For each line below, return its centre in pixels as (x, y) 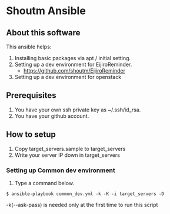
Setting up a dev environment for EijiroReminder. (73, 64)
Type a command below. (44, 183)
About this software (43, 33)
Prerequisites (31, 96)
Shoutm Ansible (46, 11)
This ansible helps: (29, 47)
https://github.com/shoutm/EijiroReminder (74, 71)
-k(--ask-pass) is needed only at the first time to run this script (82, 205)
